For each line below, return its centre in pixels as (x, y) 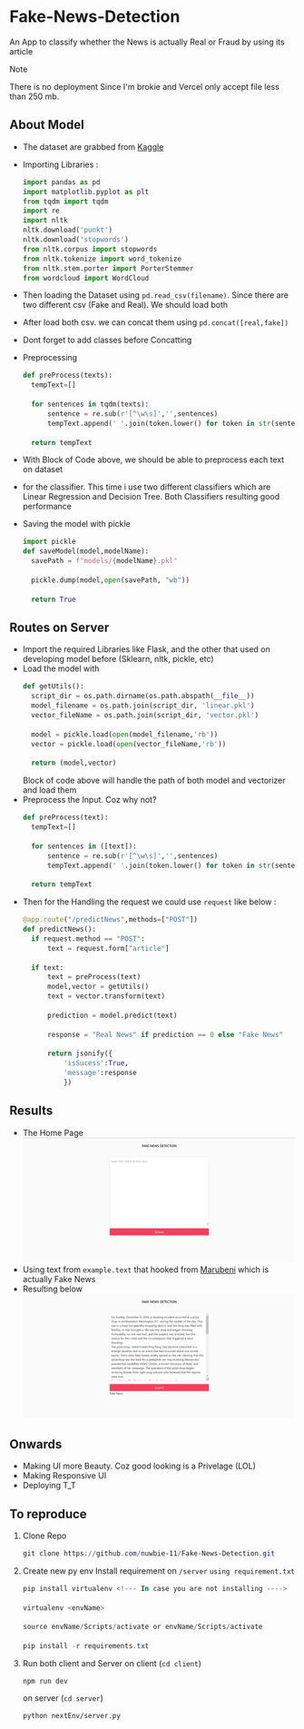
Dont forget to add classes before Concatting (107, 340)
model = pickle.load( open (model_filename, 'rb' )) (125, 734)
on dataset (43, 469)
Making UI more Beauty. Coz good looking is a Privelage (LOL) (139, 1466)
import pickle (49, 542)
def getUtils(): (53, 687)
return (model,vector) (74, 763)
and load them (49, 790)
